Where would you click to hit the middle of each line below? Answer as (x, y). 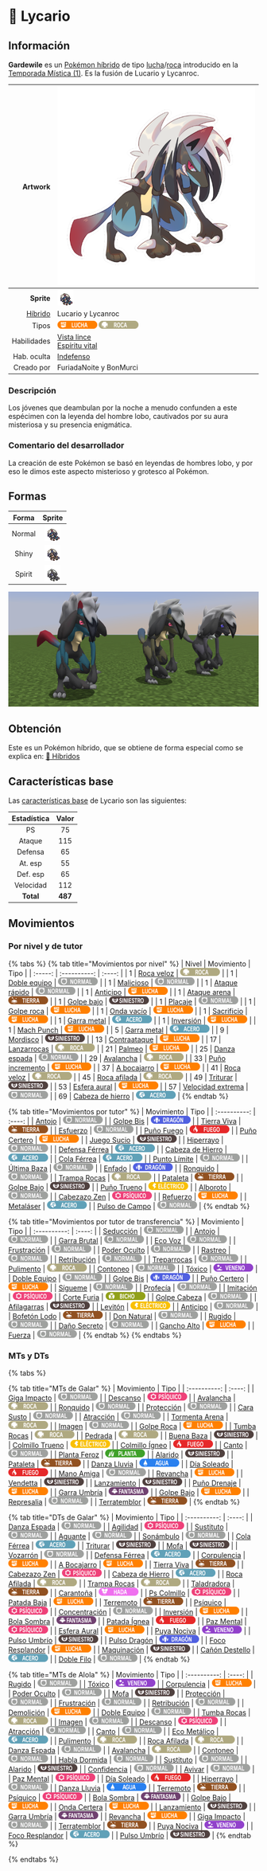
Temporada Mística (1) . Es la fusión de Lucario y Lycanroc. (104, 73)
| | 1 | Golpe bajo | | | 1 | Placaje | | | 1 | (153, 1001)
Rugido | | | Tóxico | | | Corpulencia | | (132, 1684)
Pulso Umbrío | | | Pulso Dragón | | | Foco (117, 1640)
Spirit (24, 573)
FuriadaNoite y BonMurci (98, 368)
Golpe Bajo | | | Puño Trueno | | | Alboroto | (120, 1187)
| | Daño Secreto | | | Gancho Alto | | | (152, 1325)
